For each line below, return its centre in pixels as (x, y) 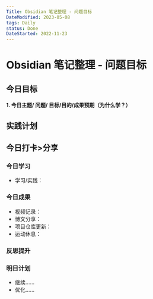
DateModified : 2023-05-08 (38, 17)
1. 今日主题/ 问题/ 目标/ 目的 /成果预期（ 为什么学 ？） (68, 105)
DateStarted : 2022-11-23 (37, 34)
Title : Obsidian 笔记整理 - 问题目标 (49, 12)
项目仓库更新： (33, 226)
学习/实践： (29, 180)
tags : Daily (21, 23)
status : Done (22, 28)
